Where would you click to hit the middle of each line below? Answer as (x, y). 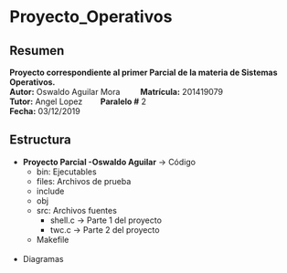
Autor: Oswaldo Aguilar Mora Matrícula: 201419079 (117, 92)
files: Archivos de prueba (84, 181)
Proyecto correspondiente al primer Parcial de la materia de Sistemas (143, 72)
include (50, 191)
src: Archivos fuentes (76, 210)
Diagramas (43, 258)
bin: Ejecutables (67, 172)
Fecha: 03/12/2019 (45, 111)
